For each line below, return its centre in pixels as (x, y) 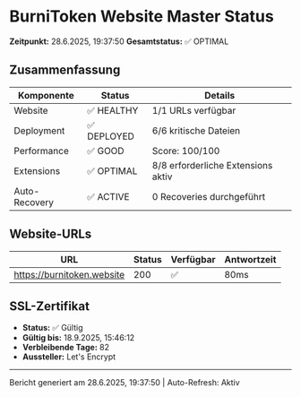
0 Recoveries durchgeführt (209, 196)
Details (220, 95)
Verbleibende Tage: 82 (66, 348)
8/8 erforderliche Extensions (212, 165)
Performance (41, 151)
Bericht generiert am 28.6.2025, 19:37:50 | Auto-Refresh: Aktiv (125, 383)
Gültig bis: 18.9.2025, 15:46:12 (78, 338)
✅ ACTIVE (108, 196)
